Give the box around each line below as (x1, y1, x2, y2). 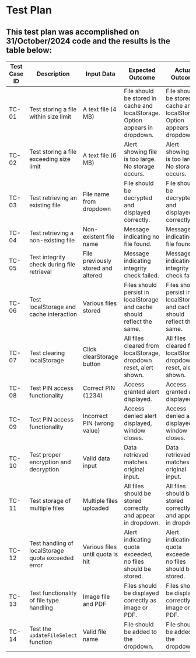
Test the (29, 625, 52, 633)
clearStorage (82, 352, 118, 361)
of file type (29, 597, 60, 604)
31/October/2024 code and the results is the (6, 36, 171, 46)
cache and (124, 102, 153, 109)
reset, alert (124, 364, 153, 372)
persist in (124, 288, 149, 296)
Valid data (82, 454, 110, 462)
